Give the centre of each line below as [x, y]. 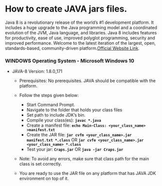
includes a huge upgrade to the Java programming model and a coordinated [81, 27]
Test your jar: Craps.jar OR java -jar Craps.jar [75, 150]
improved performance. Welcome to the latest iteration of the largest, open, [81, 43]
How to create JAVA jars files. [66, 9]
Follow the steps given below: [49, 95]
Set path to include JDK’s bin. [56, 115]
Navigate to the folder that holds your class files [74, 110]
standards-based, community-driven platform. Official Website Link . [72, 48]
